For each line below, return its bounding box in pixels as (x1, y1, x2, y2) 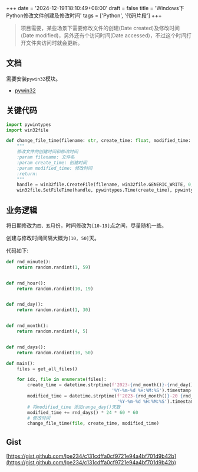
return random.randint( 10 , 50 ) (16, 350, 94, 355)
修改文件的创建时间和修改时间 (16, 149, 78, 155)
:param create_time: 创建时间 (16, 160, 87, 166)
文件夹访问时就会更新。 (25, 40, 83, 46)
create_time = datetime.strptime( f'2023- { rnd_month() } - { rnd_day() (27, 382, 194, 388)
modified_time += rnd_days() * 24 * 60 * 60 (27, 409, 138, 415)
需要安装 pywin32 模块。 (6, 75, 61, 82)
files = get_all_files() (16, 366, 78, 372)
